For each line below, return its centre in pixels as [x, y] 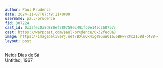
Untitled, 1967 [19, 60]
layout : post [18, 41]
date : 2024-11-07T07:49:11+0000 [38, 14]
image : [12, 37]
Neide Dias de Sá [22, 55]
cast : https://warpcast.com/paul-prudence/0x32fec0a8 [61, 32]
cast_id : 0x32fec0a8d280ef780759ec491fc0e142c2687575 [61, 28]
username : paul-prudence [30, 18]
